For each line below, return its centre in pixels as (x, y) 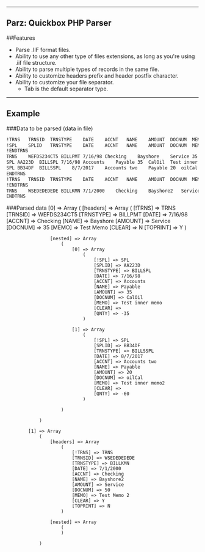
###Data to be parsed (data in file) (50, 128)
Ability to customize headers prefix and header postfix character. (97, 75)
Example (23, 114)
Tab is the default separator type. (66, 89)
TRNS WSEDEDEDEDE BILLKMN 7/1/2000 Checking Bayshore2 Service (103, 191)
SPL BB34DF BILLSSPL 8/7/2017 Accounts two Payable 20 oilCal (102, 168)
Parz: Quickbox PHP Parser (59, 23)
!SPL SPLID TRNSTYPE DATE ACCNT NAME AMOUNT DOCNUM (97, 145)
